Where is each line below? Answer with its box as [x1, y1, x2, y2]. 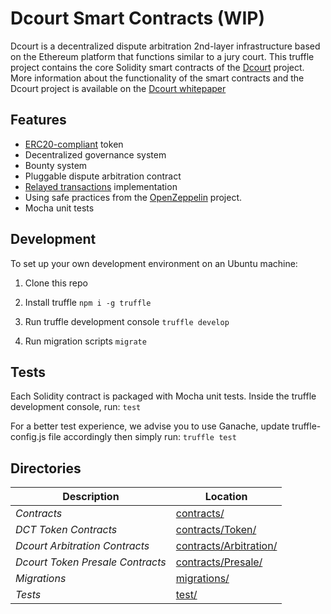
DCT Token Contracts [15, 523, 118, 537]
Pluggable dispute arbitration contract [24, 170, 182, 182]
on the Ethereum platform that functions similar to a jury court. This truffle [10, 50, 315, 62]
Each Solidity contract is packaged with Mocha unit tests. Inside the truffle [10, 390, 317, 402]
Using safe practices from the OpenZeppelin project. [24, 191, 243, 203]
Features [10, 112, 67, 129]
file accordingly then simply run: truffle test [48, 431, 237, 443]
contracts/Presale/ [175, 555, 263, 569]
